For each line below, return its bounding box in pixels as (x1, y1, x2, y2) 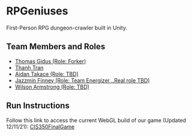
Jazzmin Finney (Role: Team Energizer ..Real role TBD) (14, 76, 150, 84)
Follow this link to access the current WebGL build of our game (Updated (6, 116, 187, 124)
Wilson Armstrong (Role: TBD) (14, 83, 90, 90)
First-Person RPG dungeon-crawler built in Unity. (6, 24, 128, 31)
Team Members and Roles (6, 42, 106, 52)
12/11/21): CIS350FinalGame (6, 123, 75, 130)
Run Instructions (6, 100, 70, 111)
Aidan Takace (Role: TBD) (14, 70, 79, 78)
